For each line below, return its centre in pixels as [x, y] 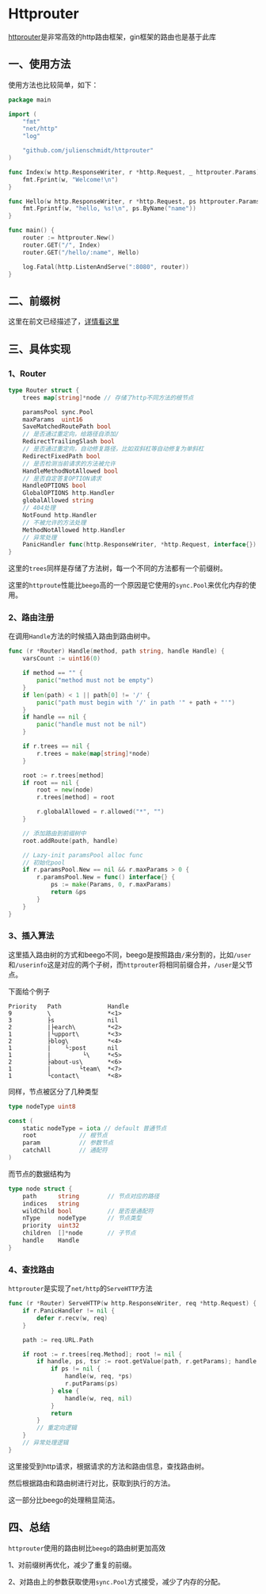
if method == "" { [53, 673]
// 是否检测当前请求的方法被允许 [69, 464]
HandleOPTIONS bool [55, 486]
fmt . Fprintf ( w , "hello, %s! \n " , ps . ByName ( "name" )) [109, 209]
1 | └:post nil [63, 1048]
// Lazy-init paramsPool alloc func [83, 855]
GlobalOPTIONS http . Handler [68, 493]
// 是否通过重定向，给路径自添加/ [71, 434]
